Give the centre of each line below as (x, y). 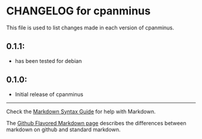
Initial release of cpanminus (49, 94)
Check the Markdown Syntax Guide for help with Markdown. (81, 111)
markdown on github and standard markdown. (63, 129)
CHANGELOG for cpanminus (78, 11)
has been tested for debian (48, 61)
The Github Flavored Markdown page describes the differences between (96, 123)
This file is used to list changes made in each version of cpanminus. (90, 28)
